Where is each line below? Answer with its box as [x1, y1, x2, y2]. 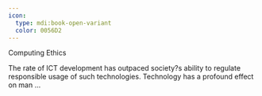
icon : [8, 11, 26, 20]
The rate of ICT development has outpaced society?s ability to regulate [8, 63, 241, 73]
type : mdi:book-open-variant [15, 19, 112, 27]
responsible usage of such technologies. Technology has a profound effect [8, 72, 254, 82]
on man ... [8, 80, 41, 90]
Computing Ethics [8, 48, 67, 58]
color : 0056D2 [15, 26, 62, 34]
